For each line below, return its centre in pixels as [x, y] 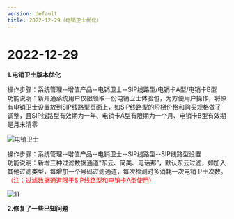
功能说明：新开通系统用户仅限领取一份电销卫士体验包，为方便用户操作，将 [114, 98]
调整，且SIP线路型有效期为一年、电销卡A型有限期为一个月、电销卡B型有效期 [117, 116]
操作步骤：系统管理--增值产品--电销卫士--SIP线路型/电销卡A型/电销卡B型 [112, 90]
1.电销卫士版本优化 [34, 75]
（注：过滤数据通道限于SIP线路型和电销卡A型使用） [81, 180]
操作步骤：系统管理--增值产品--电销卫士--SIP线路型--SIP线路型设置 [104, 154]
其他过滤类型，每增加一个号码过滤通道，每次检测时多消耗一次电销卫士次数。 [117, 172]
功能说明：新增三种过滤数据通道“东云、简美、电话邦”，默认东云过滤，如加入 [117, 163]
